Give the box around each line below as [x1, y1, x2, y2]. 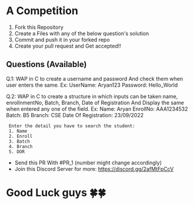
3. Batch [8, 138, 31, 144]
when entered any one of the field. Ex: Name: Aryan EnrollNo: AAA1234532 [6, 105, 188, 113]
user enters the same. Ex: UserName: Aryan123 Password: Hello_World [6, 81, 178, 88]
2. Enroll [8, 133, 33, 139]
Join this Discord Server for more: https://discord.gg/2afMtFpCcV [14, 165, 174, 172]
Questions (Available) [6, 59, 87, 70]
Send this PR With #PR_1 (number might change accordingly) [14, 159, 162, 166]
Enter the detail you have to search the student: [8, 123, 135, 129]
